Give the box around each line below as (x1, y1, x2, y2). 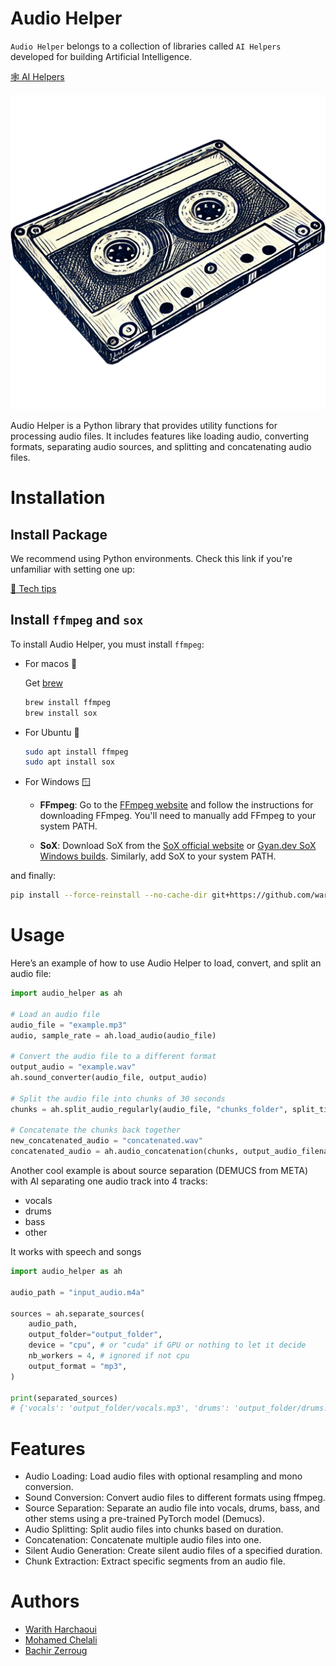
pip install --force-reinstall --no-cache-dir (10, 890, 208, 901)
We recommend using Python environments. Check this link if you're (10, 552, 293, 564)
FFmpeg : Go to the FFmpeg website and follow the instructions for (39, 799, 314, 811)
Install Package (10, 526, 108, 543)
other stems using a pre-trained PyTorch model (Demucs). (24, 1513, 266, 1525)
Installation (10, 487, 106, 509)
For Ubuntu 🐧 (24, 726, 80, 738)
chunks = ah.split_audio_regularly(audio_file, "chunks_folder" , (10, 1104, 288, 1114)
